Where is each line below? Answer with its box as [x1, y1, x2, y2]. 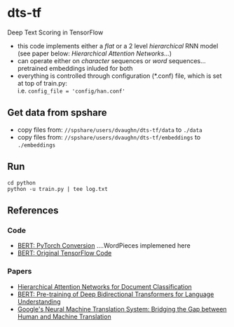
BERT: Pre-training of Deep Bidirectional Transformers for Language [17, 290, 214, 298]
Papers [7, 267, 32, 276]
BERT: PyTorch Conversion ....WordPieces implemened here [17, 241, 191, 250]
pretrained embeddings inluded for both [17, 64, 133, 72]
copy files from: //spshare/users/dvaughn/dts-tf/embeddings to [17, 133, 201, 141]
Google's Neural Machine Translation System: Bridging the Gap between [17, 305, 227, 313]
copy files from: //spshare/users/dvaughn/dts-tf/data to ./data [17, 125, 202, 134]
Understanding [17, 297, 61, 306]
